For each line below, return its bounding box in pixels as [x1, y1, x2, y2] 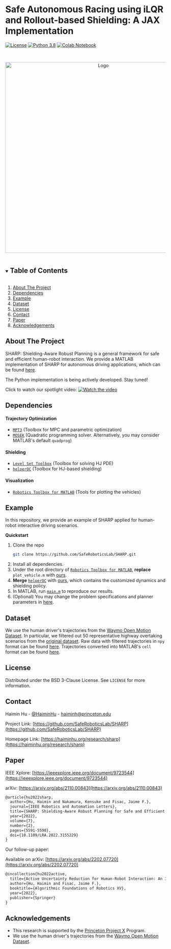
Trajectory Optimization [5, 415, 57, 421]
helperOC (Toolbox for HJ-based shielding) [12, 466, 102, 472]
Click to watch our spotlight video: [5, 386, 77, 392]
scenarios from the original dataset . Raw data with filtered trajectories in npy [5, 638, 165, 644]
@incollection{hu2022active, [5, 872, 67, 877]
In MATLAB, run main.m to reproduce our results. [12, 588, 114, 594]
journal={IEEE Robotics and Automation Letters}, [10, 804, 117, 810]
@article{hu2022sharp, [5, 795, 53, 800]
